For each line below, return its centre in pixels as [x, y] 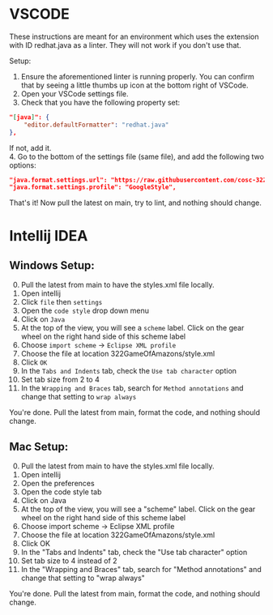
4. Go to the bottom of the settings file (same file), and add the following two [136, 156]
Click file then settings [62, 302]
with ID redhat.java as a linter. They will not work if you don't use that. [125, 45]
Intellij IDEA [49, 235]
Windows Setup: [52, 265]
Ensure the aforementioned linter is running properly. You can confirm [137, 76]
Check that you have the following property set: [100, 102]
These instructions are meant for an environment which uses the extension [134, 36]
